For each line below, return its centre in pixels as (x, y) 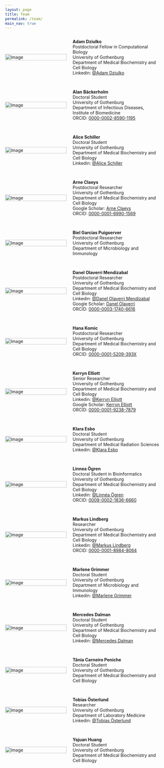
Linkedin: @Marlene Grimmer (102, 596)
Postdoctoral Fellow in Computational (110, 47)
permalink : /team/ (24, 19)
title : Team (17, 14)
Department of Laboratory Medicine (109, 715)
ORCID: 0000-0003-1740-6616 (104, 309)
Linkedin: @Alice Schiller (98, 163)
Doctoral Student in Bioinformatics (108, 474)
